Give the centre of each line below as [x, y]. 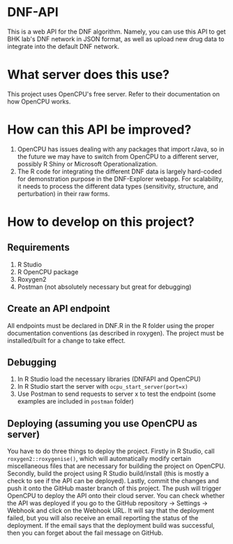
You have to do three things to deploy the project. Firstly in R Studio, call [111, 451]
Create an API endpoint [59, 309]
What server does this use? [88, 75]
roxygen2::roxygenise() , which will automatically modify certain [99, 459]
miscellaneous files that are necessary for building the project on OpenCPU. [116, 466]
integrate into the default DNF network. [63, 46]
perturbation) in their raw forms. [63, 194]
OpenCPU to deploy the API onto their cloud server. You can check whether [116, 496]
